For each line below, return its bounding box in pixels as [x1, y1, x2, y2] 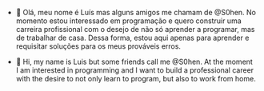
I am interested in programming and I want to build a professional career [15, 65, 254, 75]
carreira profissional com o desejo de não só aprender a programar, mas [15, 25, 255, 34]
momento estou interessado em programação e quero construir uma [15, 16, 242, 26]
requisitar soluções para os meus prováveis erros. [15, 42, 182, 51]
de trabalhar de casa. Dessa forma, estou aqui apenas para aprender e [15, 33, 250, 42]
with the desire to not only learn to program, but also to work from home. [15, 74, 256, 83]
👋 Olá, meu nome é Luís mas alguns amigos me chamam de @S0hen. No [15, 8, 256, 17]
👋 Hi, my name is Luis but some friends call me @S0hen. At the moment [15, 57, 254, 66]
